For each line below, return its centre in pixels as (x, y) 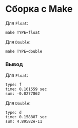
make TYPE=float (23, 32)
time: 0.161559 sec (26, 89)
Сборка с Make (39, 9)
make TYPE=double (24, 51)
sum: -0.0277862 (23, 94)
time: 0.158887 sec (26, 117)
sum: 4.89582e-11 (24, 122)
